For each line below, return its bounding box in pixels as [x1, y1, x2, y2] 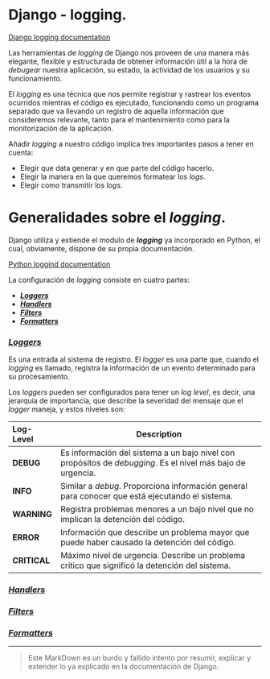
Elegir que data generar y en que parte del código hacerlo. [19, 163, 215, 172]
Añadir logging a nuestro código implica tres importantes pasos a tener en [8, 139, 255, 148]
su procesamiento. [8, 372, 70, 382]
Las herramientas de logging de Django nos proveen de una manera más [8, 48, 250, 57]
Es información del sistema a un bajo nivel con [59, 447, 235, 458]
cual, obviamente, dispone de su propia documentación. [8, 243, 194, 253]
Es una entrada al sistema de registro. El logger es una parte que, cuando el [8, 354, 260, 364]
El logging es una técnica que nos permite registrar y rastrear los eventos [8, 89, 252, 98]
